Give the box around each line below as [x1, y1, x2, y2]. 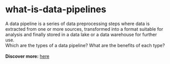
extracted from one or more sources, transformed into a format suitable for [5, 26, 163, 32]
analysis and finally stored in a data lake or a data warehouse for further [5, 31, 157, 37]
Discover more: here [5, 53, 50, 59]
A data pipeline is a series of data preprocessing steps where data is [5, 20, 150, 27]
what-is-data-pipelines [5, 4, 107, 15]
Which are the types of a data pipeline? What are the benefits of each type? [5, 42, 165, 48]
